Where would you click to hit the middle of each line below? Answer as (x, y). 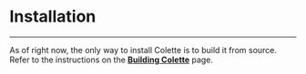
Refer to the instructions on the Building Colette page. (112, 60)
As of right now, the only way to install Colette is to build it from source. (143, 50)
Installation (53, 17)
